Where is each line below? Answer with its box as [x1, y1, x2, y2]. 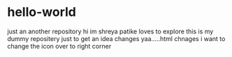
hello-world [7, 4, 77, 20]
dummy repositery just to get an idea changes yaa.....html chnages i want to [7, 34, 226, 42]
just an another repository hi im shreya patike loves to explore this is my [7, 27, 214, 35]
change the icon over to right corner [7, 42, 112, 50]
